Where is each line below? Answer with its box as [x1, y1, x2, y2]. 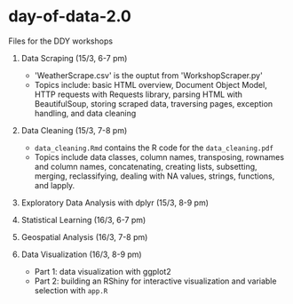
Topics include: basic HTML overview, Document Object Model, [34, 79, 267, 90]
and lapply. [34, 180, 75, 190]
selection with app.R [34, 284, 108, 295]
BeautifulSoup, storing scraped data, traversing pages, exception [34, 98, 273, 108]
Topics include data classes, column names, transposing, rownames [34, 151, 285, 162]
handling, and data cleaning [34, 108, 137, 118]
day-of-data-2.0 [8, 6, 132, 27]
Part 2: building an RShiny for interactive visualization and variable [34, 276, 277, 286]
